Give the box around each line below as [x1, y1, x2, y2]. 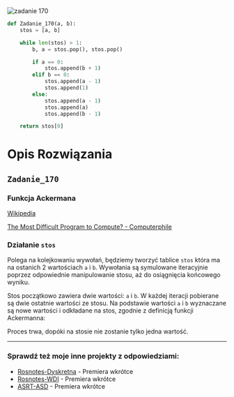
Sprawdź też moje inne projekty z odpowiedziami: [7, 352, 180, 361]
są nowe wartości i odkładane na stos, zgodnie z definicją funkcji [7, 306, 194, 315]
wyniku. [7, 278, 30, 287]
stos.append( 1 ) [44, 84, 89, 91]
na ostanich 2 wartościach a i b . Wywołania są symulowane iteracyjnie [7, 263, 208, 271]
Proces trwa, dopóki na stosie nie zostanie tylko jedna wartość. [7, 327, 189, 336]
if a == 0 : [32, 59, 64, 66]
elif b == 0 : [32, 71, 70, 79]
